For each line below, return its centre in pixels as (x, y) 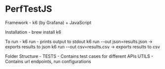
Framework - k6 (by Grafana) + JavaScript (48, 23)
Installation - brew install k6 (33, 32)
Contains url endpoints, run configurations (48, 61)
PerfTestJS (29, 9)
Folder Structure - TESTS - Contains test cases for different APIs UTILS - (79, 56)
